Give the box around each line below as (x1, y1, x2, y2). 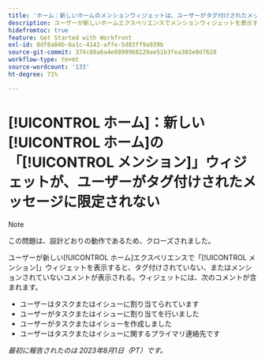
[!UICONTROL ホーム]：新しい (8, 114, 205, 131)
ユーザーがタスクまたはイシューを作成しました (19, 319, 172, 328)
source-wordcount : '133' (8, 63, 90, 71)
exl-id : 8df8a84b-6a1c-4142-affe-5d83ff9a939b (8, 41, 164, 49)
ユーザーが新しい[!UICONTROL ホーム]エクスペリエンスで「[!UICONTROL (8, 252, 247, 262)
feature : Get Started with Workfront (8, 33, 132, 42)
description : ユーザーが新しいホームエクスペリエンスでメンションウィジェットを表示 (8, 19, 253, 27)
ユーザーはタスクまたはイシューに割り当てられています (19, 299, 200, 308)
